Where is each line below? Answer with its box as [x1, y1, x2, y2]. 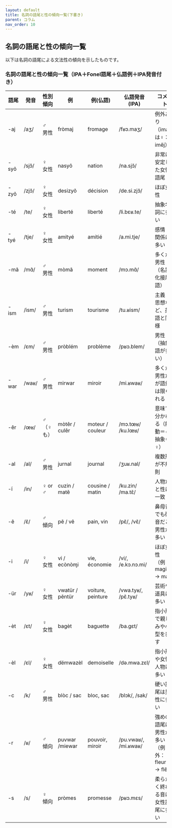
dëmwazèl [58, 659, 83, 666]
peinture [88, 593, 108, 600]
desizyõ [58, 187, 77, 194]
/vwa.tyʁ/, [118, 587, 143, 594]
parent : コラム [5, 17, 35, 22]
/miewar [58, 742, 78, 750]
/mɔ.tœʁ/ [118, 421, 141, 428]
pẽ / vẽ [58, 518, 75, 525]
